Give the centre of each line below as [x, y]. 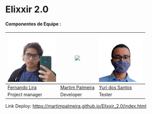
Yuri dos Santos [115, 87]
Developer [71, 95]
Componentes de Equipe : [33, 24]
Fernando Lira [22, 87]
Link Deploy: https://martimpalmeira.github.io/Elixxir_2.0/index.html [76, 106]
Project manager [25, 95]
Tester [106, 95]
